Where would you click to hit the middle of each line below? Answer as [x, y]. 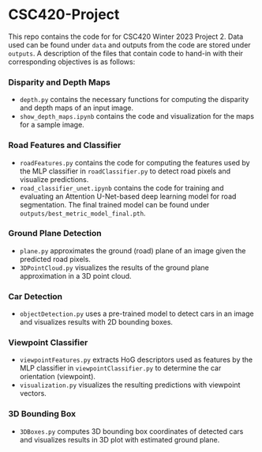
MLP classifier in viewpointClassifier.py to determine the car [120, 368]
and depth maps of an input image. [77, 108]
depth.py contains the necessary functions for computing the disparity [134, 100]
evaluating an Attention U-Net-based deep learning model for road [128, 196]
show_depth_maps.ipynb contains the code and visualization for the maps [137, 116]
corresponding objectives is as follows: [72, 62]
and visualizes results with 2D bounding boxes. [96, 322]
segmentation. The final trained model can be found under [114, 204]
